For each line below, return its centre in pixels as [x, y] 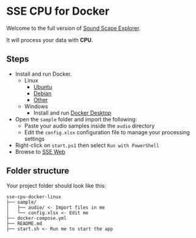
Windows [36, 106]
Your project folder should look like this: [56, 186]
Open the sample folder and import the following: [76, 119]
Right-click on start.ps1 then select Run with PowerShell [87, 145]
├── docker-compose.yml [37, 218]
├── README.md [24, 223]
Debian [42, 93]
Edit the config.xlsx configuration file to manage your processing [107, 132]
